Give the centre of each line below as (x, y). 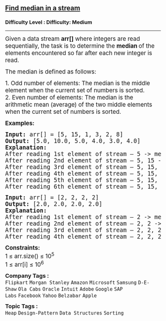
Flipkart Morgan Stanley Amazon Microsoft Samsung (71, 283)
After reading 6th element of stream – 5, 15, (82, 187)
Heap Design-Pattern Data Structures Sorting (64, 313)
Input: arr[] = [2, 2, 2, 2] (52, 197)
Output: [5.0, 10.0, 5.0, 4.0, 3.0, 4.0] (73, 141)
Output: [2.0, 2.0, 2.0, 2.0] (54, 204)
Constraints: (23, 247)
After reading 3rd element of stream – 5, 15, (82, 167)
